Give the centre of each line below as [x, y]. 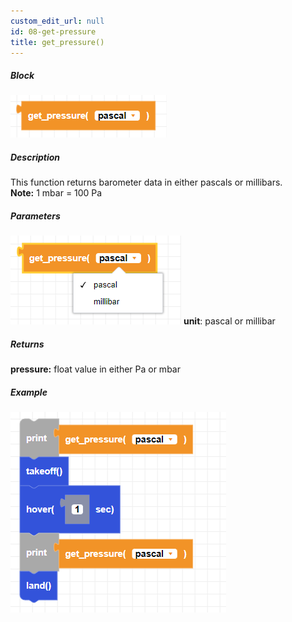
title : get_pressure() [57, 42]
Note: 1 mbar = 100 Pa [56, 193]
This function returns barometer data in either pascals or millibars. [146, 182]
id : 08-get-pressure [53, 31]
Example [29, 392]
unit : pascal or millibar [229, 321]
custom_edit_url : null [57, 21]
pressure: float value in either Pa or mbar [95, 369]
